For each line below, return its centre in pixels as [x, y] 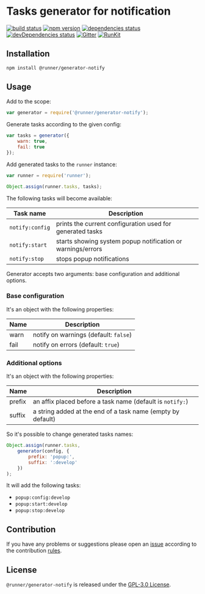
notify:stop [27, 259]
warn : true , [32, 142]
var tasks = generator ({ [38, 136]
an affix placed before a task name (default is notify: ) [110, 402]
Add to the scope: [29, 101]
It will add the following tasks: [44, 485]
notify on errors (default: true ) [76, 344]
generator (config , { [43, 451]
